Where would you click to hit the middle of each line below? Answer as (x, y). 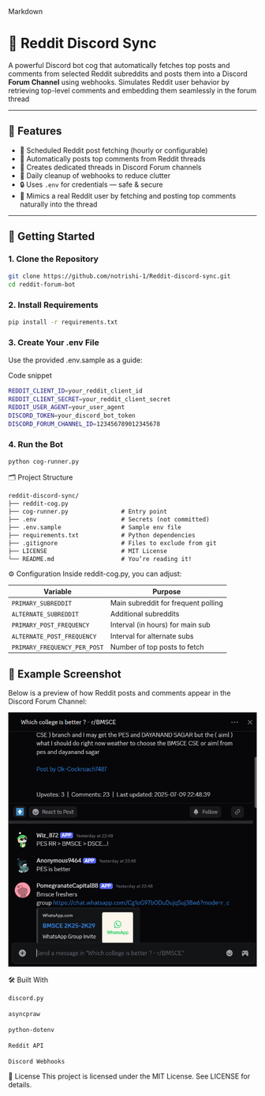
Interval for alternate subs (152, 635)
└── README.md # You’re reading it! (100, 559)
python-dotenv (32, 1030)
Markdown (26, 11)
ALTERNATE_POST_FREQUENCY (54, 636)
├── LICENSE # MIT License (88, 552)
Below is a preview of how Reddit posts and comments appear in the (119, 693)
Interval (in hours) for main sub (160, 625)
